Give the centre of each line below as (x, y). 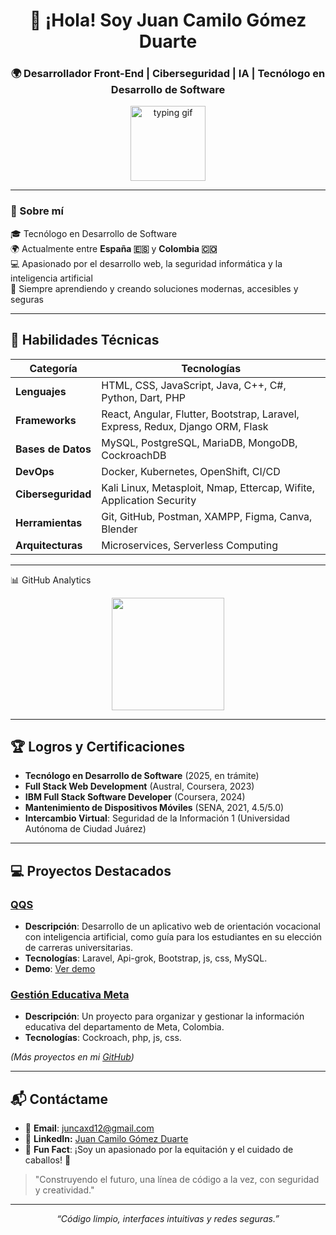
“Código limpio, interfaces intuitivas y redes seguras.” (168, 1219)
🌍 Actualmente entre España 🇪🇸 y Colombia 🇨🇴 (114, 248)
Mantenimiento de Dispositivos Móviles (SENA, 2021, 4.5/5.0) (154, 808)
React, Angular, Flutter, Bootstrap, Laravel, (200, 414)
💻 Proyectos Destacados (91, 870)
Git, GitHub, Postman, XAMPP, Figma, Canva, (207, 516)
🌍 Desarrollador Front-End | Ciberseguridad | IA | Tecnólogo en (168, 74)
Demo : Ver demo (60, 969)
